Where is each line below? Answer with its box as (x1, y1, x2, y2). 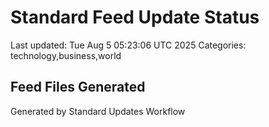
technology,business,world (10, 49, 122, 61)
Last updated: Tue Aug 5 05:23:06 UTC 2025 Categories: (10, 39, 247, 51)
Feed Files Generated (10, 79, 146, 96)
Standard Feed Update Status (10, 6, 260, 29)
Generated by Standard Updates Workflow (10, 105, 186, 117)
